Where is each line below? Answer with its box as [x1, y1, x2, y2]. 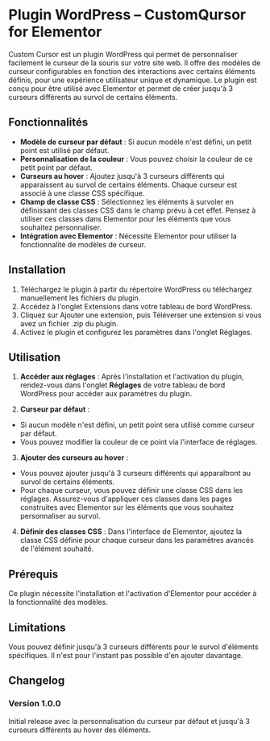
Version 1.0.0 [8, 698, 61, 710]
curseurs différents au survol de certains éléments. [8, 92, 178, 101]
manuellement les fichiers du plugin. [19, 292, 141, 303]
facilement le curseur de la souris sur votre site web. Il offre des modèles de [8, 58, 261, 68]
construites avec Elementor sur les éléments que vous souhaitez [19, 503, 235, 512]
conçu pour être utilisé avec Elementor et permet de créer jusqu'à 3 [8, 83, 234, 93]
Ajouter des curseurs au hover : [19, 453, 129, 462]
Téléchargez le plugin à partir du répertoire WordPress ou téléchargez [19, 284, 252, 294]
